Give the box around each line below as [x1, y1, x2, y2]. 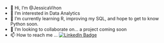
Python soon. [10, 21, 38, 27]
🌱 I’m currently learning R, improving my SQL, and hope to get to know [10, 16, 159, 21]
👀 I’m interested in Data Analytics [10, 10, 80, 16]
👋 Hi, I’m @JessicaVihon [10, 5, 62, 11]
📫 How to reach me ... [10, 32, 58, 38]
